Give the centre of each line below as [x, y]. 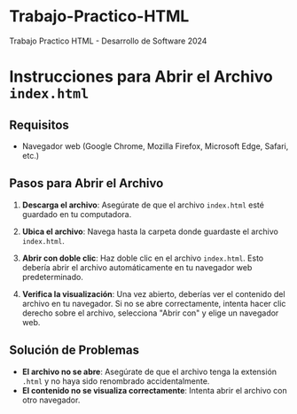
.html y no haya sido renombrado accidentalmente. [116, 381]
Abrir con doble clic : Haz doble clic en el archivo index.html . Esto [143, 258]
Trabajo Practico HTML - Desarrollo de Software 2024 [108, 41]
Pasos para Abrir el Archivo [86, 184]
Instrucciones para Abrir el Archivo [141, 77]
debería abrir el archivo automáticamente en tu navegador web [137, 267]
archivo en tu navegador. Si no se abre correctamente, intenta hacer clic [154, 303]
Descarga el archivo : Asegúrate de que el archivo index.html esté [143, 205]
